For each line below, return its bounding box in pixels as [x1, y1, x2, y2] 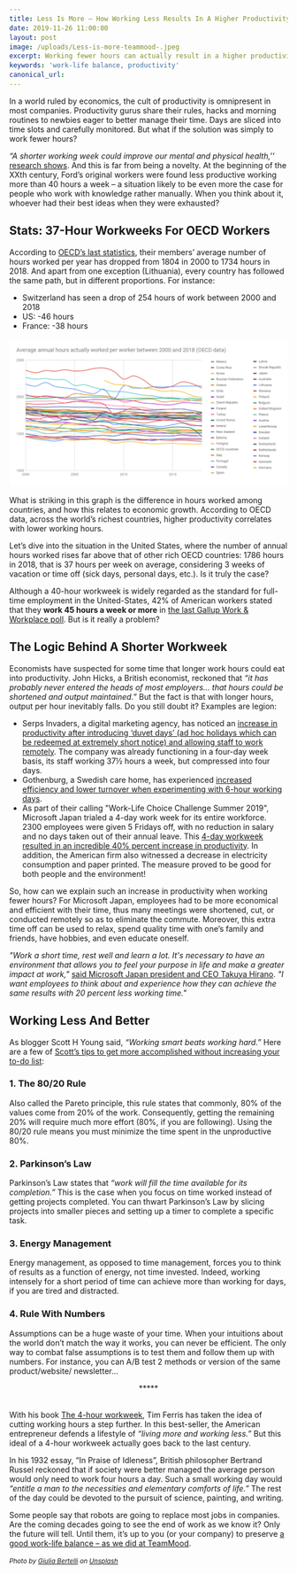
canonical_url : [9, 71, 65, 80]
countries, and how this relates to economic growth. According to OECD [9, 504, 271, 515]
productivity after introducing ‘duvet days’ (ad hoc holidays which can [21, 727, 277, 738]
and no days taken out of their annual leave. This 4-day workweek [21, 831, 263, 841]
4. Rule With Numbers [9, 1307, 106, 1320]
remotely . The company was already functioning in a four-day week [21, 746, 269, 756]
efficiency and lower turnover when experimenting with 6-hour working [21, 784, 283, 795]
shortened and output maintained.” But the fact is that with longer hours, [9, 691, 274, 702]
